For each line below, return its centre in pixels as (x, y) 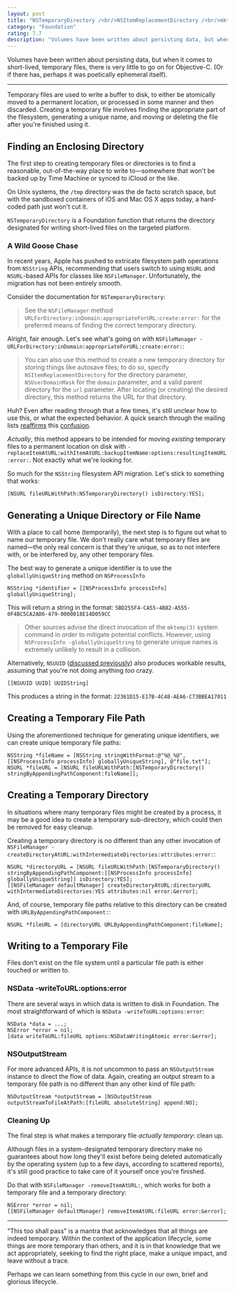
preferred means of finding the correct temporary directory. (111, 326)
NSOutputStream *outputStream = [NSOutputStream (79, 1097)
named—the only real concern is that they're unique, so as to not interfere (114, 547)
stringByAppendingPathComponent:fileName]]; (73, 774)
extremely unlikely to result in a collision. (83, 650)
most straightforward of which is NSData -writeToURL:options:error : (106, 1011)
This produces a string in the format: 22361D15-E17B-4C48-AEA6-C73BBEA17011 (117, 697)
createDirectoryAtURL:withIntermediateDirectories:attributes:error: (111, 855)
